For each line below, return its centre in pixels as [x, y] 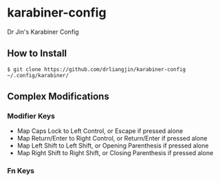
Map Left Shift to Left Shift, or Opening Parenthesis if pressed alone [113, 145]
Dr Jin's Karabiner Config [43, 32]
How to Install [37, 53]
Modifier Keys [31, 117]
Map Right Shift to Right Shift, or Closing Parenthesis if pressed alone [115, 153]
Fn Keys [21, 171]
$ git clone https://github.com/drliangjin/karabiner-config [97, 69]
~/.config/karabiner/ [38, 75]
